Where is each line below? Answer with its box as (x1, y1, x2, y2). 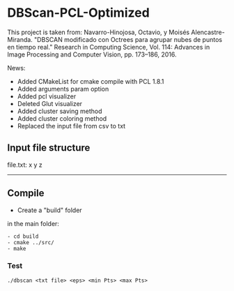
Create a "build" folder (17, 206, 82, 214)
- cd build (7, 232, 39, 240)
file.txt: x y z (7, 161, 43, 169)
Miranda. (7, 35, 33, 43)
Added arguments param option (17, 84, 109, 93)
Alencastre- (191, 28, 225, 36)
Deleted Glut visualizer (17, 99, 82, 107)
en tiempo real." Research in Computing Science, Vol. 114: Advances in (7, 43, 210, 51)
